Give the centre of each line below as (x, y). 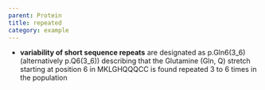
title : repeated (35, 23)
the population (43, 78)
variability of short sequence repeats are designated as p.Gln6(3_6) (132, 53)
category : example (39, 30)
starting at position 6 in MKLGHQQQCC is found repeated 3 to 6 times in (138, 69)
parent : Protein (35, 15)
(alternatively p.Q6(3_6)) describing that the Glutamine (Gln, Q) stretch (135, 61)
